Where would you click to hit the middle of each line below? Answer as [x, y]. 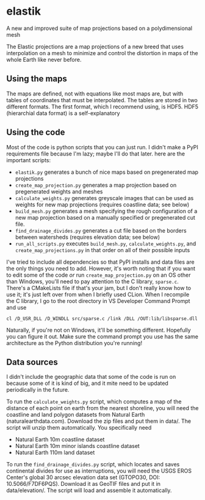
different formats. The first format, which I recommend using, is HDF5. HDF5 [103, 106]
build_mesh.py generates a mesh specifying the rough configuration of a [106, 211]
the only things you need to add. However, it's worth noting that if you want [101, 268]
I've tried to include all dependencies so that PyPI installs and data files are [100, 262]
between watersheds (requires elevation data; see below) [88, 237]
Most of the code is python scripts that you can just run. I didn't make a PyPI [102, 147]
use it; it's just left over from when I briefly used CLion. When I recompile [98, 294]
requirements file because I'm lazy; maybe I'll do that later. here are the [96, 154]
